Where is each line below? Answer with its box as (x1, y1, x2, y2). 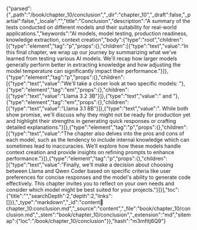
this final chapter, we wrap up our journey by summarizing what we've (6, 49, 177, 55)
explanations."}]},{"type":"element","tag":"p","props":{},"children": (27, 124, 188, 131)
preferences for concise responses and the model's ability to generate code (6, 174, 191, 181)
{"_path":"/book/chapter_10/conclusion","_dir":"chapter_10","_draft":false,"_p (6, 11, 191, 18)
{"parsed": (6, 5, 32, 12)
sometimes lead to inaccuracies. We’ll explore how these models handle (6, 142, 181, 149)
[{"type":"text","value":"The (6, 130, 74, 137)
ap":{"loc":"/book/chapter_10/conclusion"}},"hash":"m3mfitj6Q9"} (6, 218, 166, 224)
